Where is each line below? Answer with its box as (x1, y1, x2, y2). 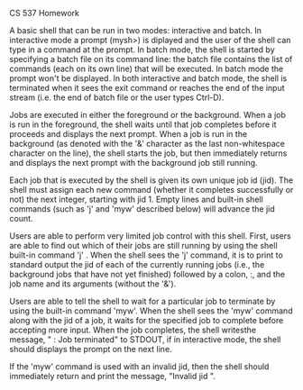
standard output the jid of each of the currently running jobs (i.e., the (9, 259, 265, 269)
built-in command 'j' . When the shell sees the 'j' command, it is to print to (9, 249, 284, 260)
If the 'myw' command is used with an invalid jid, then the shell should (9, 361, 270, 372)
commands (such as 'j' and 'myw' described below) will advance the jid (9, 204, 275, 214)
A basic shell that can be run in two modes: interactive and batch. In (9, 25, 262, 35)
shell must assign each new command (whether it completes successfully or (9, 185, 294, 195)
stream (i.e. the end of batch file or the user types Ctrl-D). (9, 92, 225, 103)
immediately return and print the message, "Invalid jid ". (9, 371, 216, 381)
